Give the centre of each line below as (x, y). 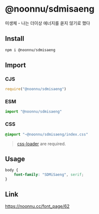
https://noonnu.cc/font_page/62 (37, 206)
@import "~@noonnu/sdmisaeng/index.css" (47, 134)
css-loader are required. (41, 144)
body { (12, 170)
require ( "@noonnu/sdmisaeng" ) (36, 89)
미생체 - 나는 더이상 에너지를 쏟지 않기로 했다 (48, 23)
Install (15, 39)
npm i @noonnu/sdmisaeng (30, 50)
